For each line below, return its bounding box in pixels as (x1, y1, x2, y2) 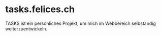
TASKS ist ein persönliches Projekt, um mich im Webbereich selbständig (5, 20, 156, 26)
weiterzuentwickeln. (5, 25, 47, 31)
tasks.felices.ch (5, 4, 75, 15)
